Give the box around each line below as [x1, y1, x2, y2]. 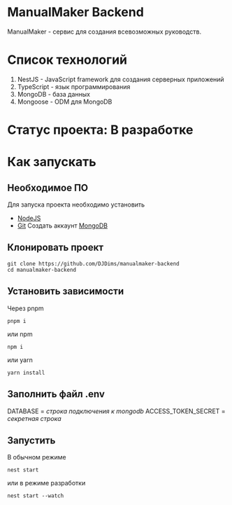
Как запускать [7, 154, 96, 170]
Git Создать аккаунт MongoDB [17, 221, 108, 230]
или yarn [7, 355, 33, 364]
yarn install [7, 369, 45, 376]
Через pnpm [7, 304, 44, 312]
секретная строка [7, 414, 61, 422]
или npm [7, 330, 33, 338]
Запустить [7, 434, 56, 446]
